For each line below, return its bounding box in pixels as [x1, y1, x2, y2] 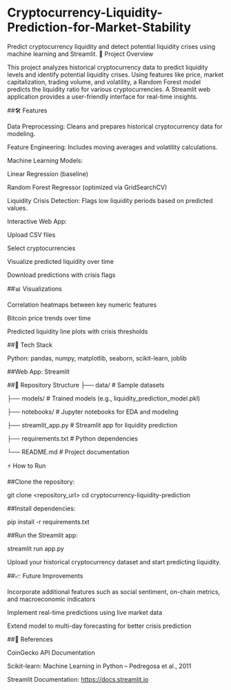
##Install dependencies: [7, 504, 76, 512]
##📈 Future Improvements [7, 571, 83, 579]
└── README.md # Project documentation [7, 448, 130, 456]
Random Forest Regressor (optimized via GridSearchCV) [7, 183, 168, 191]
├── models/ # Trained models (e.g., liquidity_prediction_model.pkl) [7, 394, 201, 402]
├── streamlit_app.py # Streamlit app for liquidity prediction [7, 421, 178, 429]
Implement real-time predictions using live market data [7, 608, 163, 616]
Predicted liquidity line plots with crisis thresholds [7, 327, 148, 336]
